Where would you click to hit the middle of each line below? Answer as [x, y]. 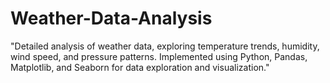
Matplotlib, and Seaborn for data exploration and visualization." [140, 67]
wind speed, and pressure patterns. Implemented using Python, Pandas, [159, 56]
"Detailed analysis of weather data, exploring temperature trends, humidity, [165, 46]
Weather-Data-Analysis [111, 18]
